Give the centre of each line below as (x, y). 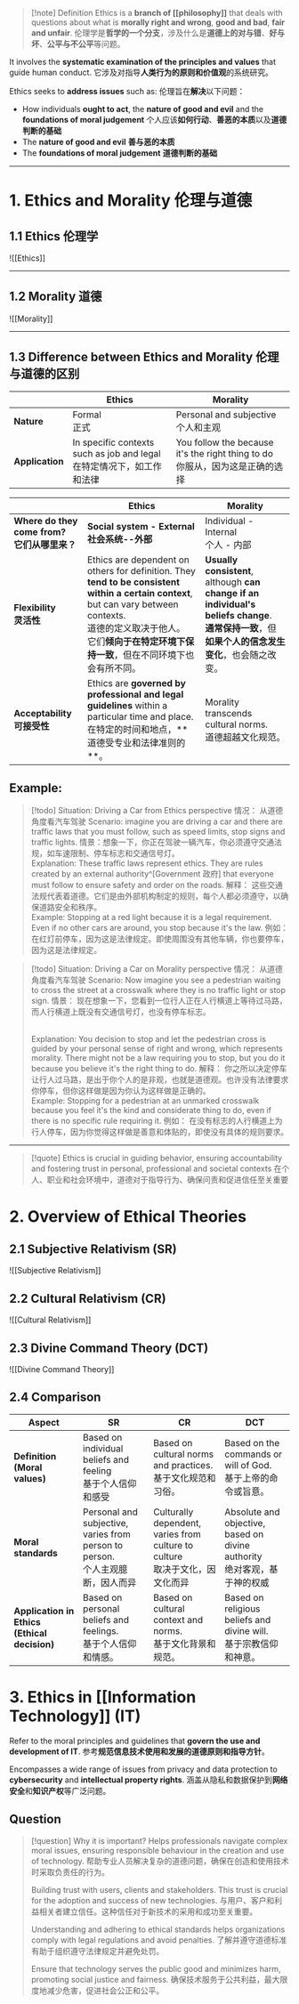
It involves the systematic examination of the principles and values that (143, 62)
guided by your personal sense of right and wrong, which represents (157, 1048)
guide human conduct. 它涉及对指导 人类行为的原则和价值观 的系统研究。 (141, 72)
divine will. (246, 1630)
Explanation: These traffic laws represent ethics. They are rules (147, 863)
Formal (87, 415)
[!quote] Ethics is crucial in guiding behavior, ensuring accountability (157, 1158)
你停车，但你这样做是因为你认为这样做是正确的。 (121, 1091)
